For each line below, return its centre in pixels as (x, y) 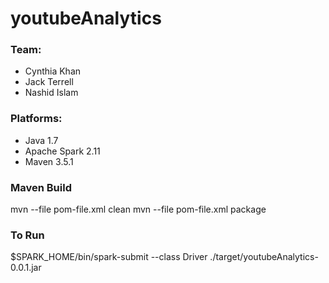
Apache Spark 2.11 (62, 151)
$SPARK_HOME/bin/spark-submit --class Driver (109, 257)
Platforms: (36, 119)
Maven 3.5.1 (49, 161)
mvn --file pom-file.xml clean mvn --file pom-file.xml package (138, 209)
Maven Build (41, 187)
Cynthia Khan (53, 71)
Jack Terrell (49, 82)
